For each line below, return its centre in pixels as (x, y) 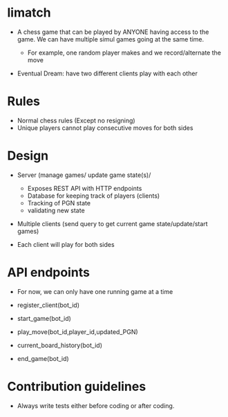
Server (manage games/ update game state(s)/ (84, 175)
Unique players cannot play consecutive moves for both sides (105, 128)
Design (28, 156)
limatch (29, 13)
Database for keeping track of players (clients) (94, 196)
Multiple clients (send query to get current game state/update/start (113, 223)
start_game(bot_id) (44, 318)
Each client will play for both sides (66, 244)
